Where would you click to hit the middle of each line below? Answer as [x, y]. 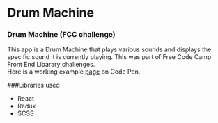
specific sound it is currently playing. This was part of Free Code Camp [109, 57]
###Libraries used [34, 85]
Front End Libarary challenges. [51, 65]
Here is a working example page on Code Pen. [74, 72]
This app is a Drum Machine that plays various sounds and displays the [109, 49]
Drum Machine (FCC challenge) [62, 35]
